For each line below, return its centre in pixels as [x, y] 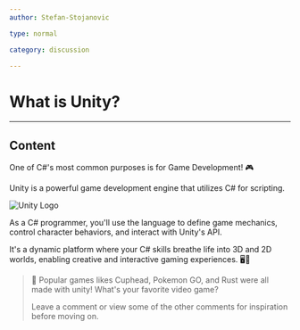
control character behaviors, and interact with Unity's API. [116, 232]
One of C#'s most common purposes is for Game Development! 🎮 [132, 168]
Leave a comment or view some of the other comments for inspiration [159, 307]
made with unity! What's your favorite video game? [125, 290]
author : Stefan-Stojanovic [59, 17]
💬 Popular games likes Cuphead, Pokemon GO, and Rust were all [150, 280]
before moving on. [65, 317]
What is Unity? [65, 101]
